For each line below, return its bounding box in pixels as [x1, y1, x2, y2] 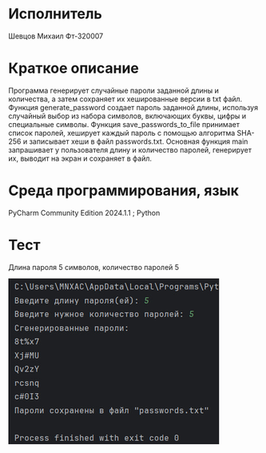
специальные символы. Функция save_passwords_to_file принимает [8, 119, 240, 129]
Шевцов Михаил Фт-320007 [8, 31, 104, 41]
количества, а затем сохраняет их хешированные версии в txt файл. [8, 93, 243, 104]
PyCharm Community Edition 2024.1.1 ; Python [8, 208, 161, 217]
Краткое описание [8, 59, 140, 77]
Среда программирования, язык [8, 181, 240, 200]
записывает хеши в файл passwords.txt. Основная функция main [29, 137, 248, 146]
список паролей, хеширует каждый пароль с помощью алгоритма [8, 128, 236, 137]
